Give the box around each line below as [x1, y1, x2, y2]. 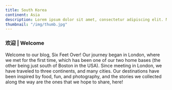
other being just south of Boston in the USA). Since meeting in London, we [5, 62, 162, 69]
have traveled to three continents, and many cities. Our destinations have [5, 67, 160, 74]
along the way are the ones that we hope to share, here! [5, 79, 123, 85]
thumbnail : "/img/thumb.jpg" [5, 21, 68, 27]
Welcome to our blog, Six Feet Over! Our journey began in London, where [5, 52, 160, 58]
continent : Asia [5, 12, 40, 17]
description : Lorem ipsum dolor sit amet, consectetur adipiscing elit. [5, 17, 164, 22]
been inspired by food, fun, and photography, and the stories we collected [5, 73, 162, 79]
